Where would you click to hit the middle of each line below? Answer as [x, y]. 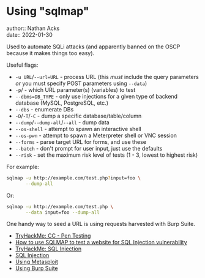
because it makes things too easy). [50, 53]
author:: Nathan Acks [33, 28]
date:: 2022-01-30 [30, 34]
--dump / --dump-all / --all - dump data [62, 122]
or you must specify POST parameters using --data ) [81, 83]
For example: [23, 167]
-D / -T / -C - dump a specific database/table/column [78, 116]
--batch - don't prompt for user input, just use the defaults [89, 148]
